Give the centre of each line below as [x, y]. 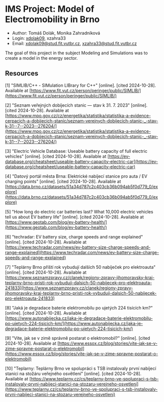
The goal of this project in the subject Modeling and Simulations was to [76, 53]
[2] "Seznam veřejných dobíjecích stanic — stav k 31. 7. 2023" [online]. [76, 105]
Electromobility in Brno [52, 19]
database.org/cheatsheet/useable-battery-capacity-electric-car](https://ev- [82, 161]
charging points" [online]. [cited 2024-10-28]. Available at [63, 181]
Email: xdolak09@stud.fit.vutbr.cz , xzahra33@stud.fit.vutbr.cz [74, 43]
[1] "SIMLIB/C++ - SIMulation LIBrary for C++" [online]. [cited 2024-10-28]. [81, 85]
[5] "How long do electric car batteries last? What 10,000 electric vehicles [79, 212]
